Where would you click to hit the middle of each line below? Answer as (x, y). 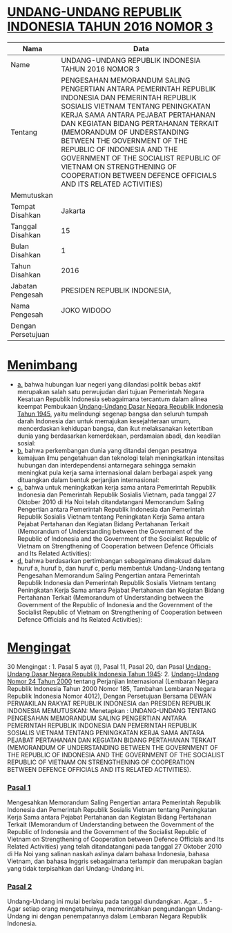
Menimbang (42, 366)
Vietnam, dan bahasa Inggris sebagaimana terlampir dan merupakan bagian (115, 861)
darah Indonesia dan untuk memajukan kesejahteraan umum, (104, 421)
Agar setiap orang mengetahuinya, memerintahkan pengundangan (102, 909)
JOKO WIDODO (86, 310)
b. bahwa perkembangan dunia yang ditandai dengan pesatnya (107, 450)
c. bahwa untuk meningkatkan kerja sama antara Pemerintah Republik (116, 487)
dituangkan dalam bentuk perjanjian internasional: (88, 480)
